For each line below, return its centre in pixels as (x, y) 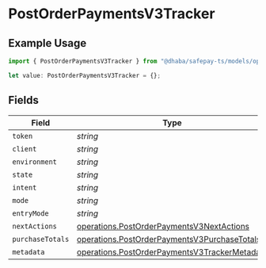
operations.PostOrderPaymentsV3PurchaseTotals (169, 239)
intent (25, 188)
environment (35, 162)
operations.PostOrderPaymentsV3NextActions (163, 226)
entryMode (30, 213)
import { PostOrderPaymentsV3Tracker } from (83, 61)
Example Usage (47, 43)
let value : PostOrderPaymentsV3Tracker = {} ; (84, 75)
